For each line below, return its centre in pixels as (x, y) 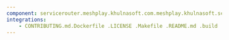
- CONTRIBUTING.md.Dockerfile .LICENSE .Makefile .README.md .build (118, 26)
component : (22, 13)
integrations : (27, 20)
